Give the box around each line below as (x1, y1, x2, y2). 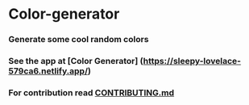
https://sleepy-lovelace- (143, 56, 242, 67)
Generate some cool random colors (8, 34, 149, 45)
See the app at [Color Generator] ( (8, 56, 143, 67)
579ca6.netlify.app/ (8, 65, 89, 77)
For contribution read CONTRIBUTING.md (8, 86, 175, 98)
